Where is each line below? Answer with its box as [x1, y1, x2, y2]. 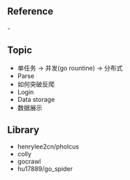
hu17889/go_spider [17, 165, 73, 173]
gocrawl [17, 157, 41, 166]
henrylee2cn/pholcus [17, 142, 79, 151]
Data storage [17, 95, 55, 103]
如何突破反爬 [17, 80, 55, 88]
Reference [7, 6, 54, 17]
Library [7, 124, 40, 136]
